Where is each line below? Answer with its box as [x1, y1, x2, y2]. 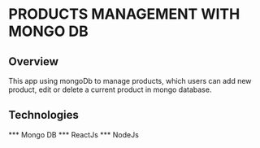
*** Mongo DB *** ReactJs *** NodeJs [8, 129, 140, 139]
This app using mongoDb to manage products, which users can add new [8, 76, 252, 85]
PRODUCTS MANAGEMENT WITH [8, 5, 240, 24]
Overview [8, 54, 59, 68]
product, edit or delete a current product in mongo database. [8, 85, 212, 94]
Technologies [8, 108, 80, 122]
